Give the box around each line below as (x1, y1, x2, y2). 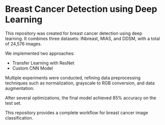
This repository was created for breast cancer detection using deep (5, 30, 142, 36)
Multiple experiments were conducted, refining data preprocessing (5, 75, 141, 81)
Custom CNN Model (12, 65, 53, 71)
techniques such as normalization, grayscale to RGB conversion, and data (5, 80, 155, 86)
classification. (5, 115, 33, 121)
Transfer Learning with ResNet (12, 60, 75, 66)
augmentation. (5, 85, 34, 91)
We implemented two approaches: (5, 50, 75, 56)
